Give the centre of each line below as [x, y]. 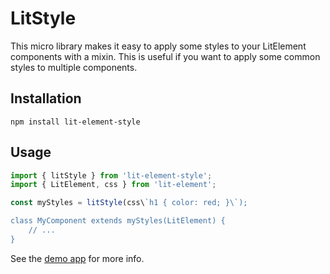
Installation [46, 98]
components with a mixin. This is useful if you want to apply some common [165, 56]
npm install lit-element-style [75, 122]
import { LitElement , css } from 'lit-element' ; [113, 185]
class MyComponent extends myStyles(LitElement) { [118, 221]
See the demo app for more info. [77, 258]
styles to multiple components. [74, 67]
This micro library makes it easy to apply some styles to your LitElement [158, 46]
